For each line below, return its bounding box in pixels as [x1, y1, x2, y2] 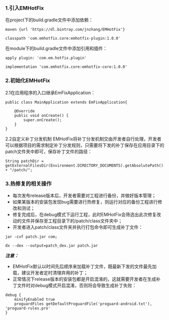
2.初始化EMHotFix [5, 77, 50, 84]
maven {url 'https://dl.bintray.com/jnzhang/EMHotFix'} [5, 27, 125, 32]
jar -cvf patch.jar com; [5, 234, 58, 239]
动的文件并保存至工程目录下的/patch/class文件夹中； [12, 218, 123, 224]
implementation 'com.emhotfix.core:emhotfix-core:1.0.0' [5, 64, 128, 69]
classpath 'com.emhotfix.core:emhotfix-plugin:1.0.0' [5, 36, 121, 41]
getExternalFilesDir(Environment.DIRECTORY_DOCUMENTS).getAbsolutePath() [5, 163, 164, 168]
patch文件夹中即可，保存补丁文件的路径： [5, 148, 92, 154]
